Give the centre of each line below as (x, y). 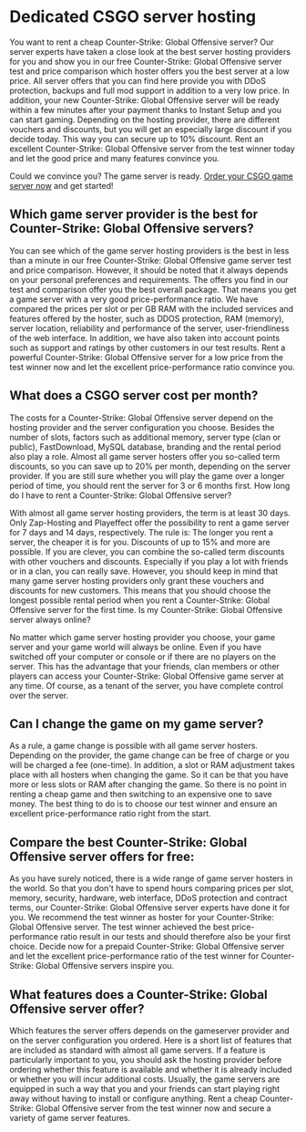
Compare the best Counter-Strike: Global (128, 842)
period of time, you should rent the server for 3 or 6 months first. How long (150, 485)
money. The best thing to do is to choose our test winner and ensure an (143, 804)
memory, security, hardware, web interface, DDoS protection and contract (148, 898)
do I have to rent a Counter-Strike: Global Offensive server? (121, 495)
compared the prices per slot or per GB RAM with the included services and (152, 308)
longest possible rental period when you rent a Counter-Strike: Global (140, 600)
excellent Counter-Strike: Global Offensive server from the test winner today (152, 149)
